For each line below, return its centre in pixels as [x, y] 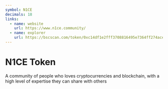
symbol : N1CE [19, 10]
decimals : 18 [19, 14]
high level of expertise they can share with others [56, 81]
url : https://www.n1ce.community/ [50, 28]
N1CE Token [30, 62]
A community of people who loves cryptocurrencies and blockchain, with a [82, 76]
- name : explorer [28, 33]
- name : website [26, 24]
